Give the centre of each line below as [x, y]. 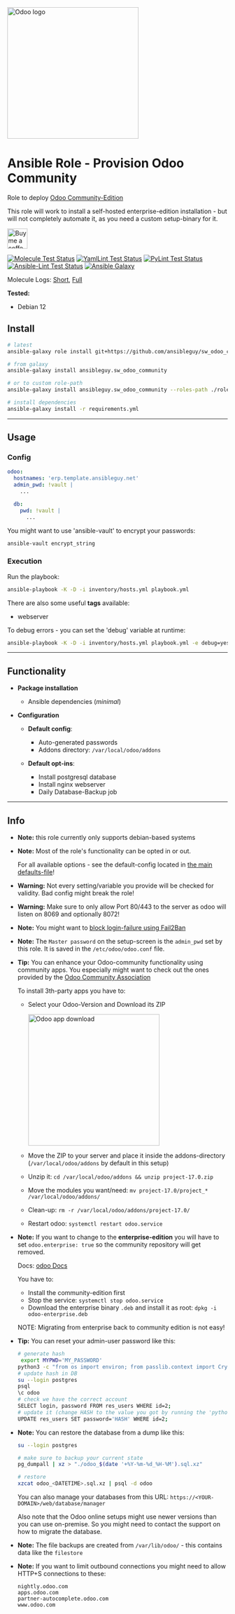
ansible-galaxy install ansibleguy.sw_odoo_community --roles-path [108, 390]
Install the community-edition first [77, 1293]
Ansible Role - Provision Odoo [95, 163]
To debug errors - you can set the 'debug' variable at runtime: [97, 630]
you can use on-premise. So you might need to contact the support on [119, 1524]
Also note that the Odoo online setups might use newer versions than [117, 1517]
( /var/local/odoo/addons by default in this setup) [98, 1163]
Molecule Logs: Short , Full [45, 279]
